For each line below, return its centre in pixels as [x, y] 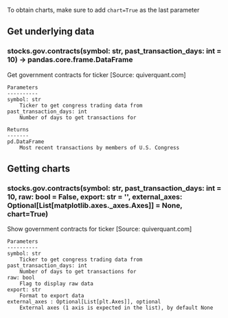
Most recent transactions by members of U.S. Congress [100, 147]
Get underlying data [51, 31]
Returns [18, 129]
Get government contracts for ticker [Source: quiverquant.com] [97, 74]
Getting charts [39, 169]
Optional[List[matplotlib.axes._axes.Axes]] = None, [95, 205]
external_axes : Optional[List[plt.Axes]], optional [84, 302]
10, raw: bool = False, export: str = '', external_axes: [95, 197]
